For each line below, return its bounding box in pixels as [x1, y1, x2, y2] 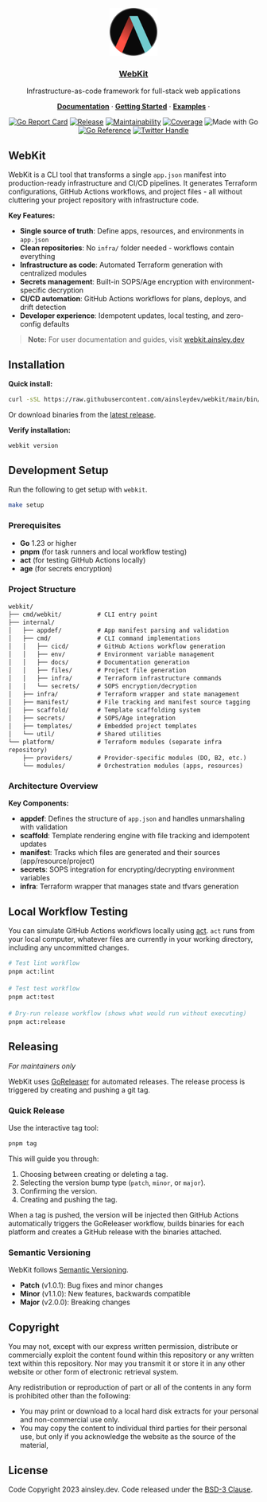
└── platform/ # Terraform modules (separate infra [8, 738, 222, 746]
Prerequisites [8, 520, 61, 531]
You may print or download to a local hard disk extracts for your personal [19, 1406, 259, 1416]
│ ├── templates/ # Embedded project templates [8, 722, 197, 730]
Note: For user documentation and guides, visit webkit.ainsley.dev [27, 335, 245, 344]
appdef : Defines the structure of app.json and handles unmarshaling [19, 814, 245, 824]
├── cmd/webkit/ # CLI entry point [8, 610, 158, 618]
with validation [19, 822, 68, 832]
